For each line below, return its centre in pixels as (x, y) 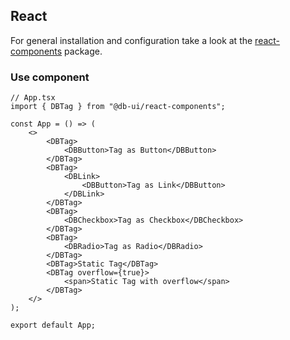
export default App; (53, 325)
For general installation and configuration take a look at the (131, 40)
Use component (50, 77)
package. (83, 51)
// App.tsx (33, 98)
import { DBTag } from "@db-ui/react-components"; (118, 107)
